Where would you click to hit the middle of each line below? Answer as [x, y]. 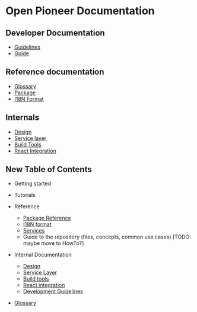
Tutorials [25, 195]
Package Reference [47, 218]
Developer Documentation [55, 33]
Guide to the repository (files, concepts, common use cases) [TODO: [107, 237]
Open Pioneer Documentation [80, 11]
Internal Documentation [43, 255]
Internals [23, 118]
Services [34, 231]
